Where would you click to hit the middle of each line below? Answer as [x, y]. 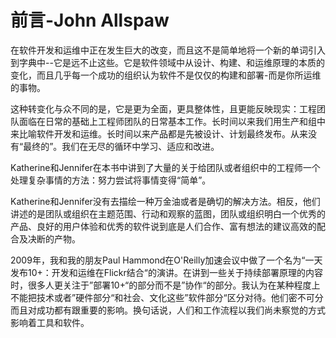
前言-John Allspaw [90, 20]
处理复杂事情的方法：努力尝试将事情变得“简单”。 [111, 180]
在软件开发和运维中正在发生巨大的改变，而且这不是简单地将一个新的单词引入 [168, 50]
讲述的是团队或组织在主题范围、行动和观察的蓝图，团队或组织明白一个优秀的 [168, 213]
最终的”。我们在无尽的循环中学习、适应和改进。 [121, 146]
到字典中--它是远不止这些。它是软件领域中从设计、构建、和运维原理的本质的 [167, 62]
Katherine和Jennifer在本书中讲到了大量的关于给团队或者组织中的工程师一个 [165, 167]
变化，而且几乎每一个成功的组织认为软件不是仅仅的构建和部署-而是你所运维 [166, 75]
